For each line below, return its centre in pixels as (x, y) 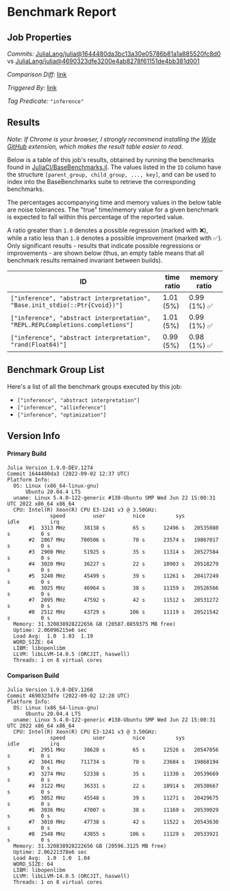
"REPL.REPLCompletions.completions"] (72, 325)
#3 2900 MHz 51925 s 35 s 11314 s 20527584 (124, 552)
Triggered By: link (32, 88)
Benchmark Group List (56, 370)
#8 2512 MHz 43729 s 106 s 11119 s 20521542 (124, 612)
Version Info (34, 436)
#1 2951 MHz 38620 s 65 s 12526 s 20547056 (124, 750)
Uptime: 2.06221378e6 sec (50, 853)
